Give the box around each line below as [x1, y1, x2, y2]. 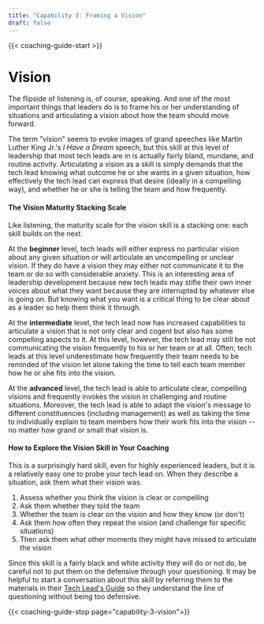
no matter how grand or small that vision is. [8, 425, 148, 434]
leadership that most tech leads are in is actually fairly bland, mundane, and [8, 151, 254, 161]
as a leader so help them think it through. [8, 303, 142, 312]
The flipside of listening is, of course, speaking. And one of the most [8, 94, 231, 103]
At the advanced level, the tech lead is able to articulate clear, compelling [8, 383, 247, 392]
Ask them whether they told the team [19, 501, 140, 511]
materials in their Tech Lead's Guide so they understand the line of [8, 583, 225, 592]
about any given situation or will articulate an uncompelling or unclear [8, 252, 234, 262]
